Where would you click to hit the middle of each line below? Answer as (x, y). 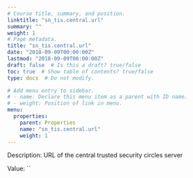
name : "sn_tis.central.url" (60, 129)
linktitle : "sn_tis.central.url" (56, 20)
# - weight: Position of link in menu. (65, 104)
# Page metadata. (32, 39)
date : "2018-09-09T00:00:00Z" (51, 53)
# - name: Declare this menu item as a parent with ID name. (98, 97)
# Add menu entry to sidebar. (51, 91)
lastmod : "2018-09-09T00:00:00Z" (56, 59)
